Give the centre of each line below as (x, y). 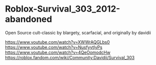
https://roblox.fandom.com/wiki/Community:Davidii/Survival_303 (70, 57)
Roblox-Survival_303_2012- (63, 9)
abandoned (29, 19)
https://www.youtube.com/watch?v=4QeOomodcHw (58, 52)
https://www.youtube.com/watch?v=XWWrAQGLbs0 (58, 42)
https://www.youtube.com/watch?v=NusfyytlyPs (54, 47)
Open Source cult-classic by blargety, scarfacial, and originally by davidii (78, 32)
